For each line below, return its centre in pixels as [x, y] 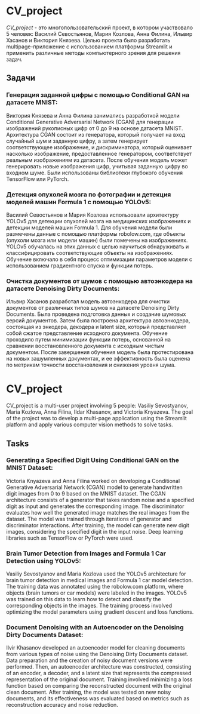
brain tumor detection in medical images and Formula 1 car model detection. [100, 580]
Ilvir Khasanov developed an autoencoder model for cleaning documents [96, 648]
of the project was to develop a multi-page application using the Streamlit [96, 418]
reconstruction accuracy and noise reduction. [62, 705]
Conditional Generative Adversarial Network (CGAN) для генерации [90, 122]
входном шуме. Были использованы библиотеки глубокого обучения [95, 173]
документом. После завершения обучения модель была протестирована [100, 352]
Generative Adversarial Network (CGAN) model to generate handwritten [95, 487]
